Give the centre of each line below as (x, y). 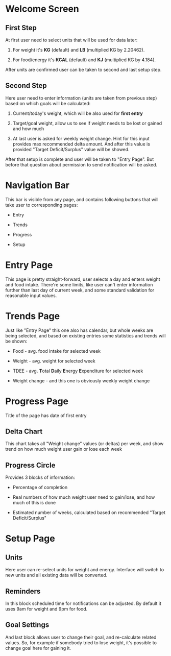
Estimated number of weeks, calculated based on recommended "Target (89, 513)
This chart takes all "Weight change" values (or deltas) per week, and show (84, 444)
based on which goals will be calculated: (48, 103)
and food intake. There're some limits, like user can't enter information (79, 284)
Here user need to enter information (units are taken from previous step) (81, 98)
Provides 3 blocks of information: (40, 477)
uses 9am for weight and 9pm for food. (46, 609)
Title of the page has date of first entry (46, 415)
